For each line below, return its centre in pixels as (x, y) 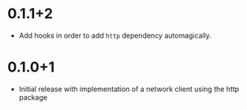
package (33, 97)
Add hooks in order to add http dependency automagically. (115, 35)
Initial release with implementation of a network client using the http (129, 89)
